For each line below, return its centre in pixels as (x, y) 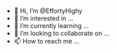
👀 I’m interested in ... (44, 18)
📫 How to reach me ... (46, 41)
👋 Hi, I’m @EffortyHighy (48, 11)
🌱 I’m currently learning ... (51, 26)
